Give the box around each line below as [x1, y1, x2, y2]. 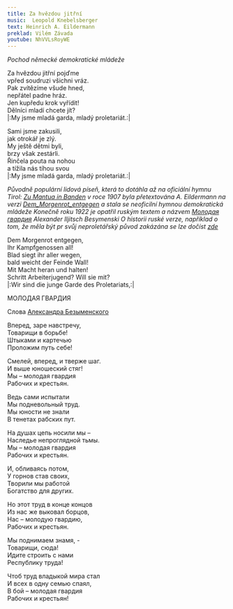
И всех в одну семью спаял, [7, 580, 92, 588]
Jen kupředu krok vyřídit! [7, 99, 80, 107]
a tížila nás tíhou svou [7, 164, 70, 173]
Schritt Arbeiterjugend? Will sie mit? [7, 273, 110, 282]
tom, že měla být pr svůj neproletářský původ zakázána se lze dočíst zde [7, 222, 218, 231]
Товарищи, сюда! [7, 543, 59, 552]
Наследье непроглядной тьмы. [7, 436, 100, 445]
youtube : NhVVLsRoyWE [7, 36, 70, 43]
